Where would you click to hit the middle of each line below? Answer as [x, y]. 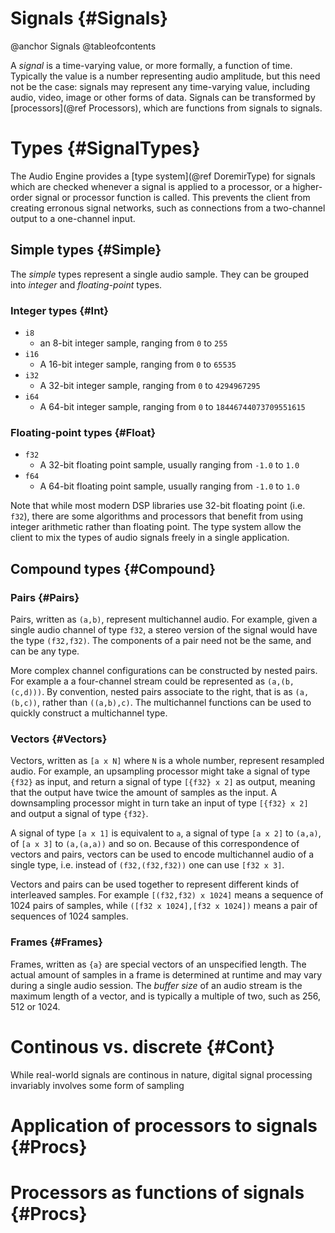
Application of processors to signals [164, 1125]
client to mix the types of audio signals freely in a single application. [150, 538]
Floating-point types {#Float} [83, 432]
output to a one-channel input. [73, 218]
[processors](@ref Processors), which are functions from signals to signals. [166, 108]
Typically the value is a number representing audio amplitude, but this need [165, 76]
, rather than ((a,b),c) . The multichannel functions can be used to [174, 702]
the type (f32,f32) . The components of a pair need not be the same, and [161, 640]
